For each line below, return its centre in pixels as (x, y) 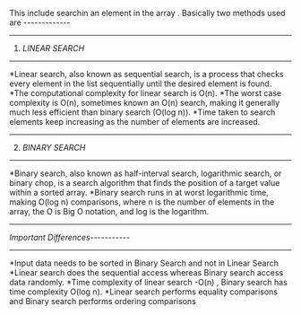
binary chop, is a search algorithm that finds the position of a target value (145, 183)
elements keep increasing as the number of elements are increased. (135, 122)
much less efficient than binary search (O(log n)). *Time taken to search (142, 112)
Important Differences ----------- (70, 237)
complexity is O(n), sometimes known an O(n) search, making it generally (145, 103)
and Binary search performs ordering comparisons (103, 301)
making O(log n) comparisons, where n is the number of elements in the (142, 202)
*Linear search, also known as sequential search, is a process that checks (146, 74)
